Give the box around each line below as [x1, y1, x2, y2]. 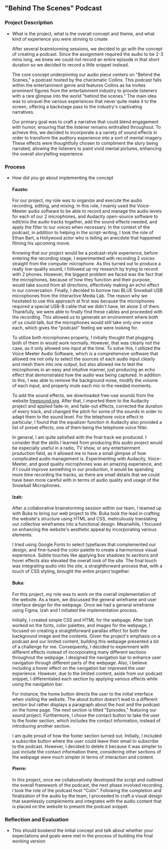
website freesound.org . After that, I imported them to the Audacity [12, 398, 149, 404]
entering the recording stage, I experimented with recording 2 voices [12, 255, 155, 261]
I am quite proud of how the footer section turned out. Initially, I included [12, 732, 162, 739]
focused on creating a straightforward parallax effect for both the [12, 628, 147, 634]
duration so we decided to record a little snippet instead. [12, 61, 129, 67]
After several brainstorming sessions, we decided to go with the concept [12, 45, 163, 52]
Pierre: [12, 765, 27, 771]
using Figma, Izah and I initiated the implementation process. [12, 607, 138, 613]
